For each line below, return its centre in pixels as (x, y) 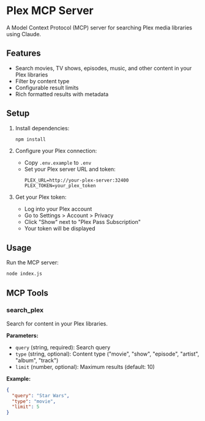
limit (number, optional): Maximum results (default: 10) (85, 367)
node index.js (24, 274)
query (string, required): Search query (63, 347)
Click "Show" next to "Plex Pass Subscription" (82, 222)
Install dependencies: (42, 128)
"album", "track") (37, 360)
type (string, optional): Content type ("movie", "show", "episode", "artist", (107, 354)
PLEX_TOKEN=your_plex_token (60, 186)
